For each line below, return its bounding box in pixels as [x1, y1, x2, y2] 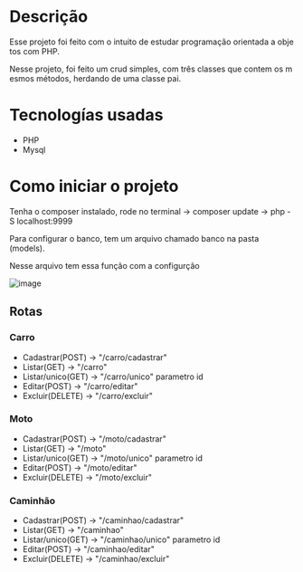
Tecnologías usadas [9, 105, 164, 126]
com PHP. [23, 45, 61, 56]
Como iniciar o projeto [9, 176, 179, 196]
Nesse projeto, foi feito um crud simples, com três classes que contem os [9, 63, 284, 74]
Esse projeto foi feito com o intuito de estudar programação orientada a [9, 36, 276, 47]
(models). [9, 243, 45, 253]
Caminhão [9, 494, 56, 507]
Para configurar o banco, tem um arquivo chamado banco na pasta [9, 233, 260, 243]
